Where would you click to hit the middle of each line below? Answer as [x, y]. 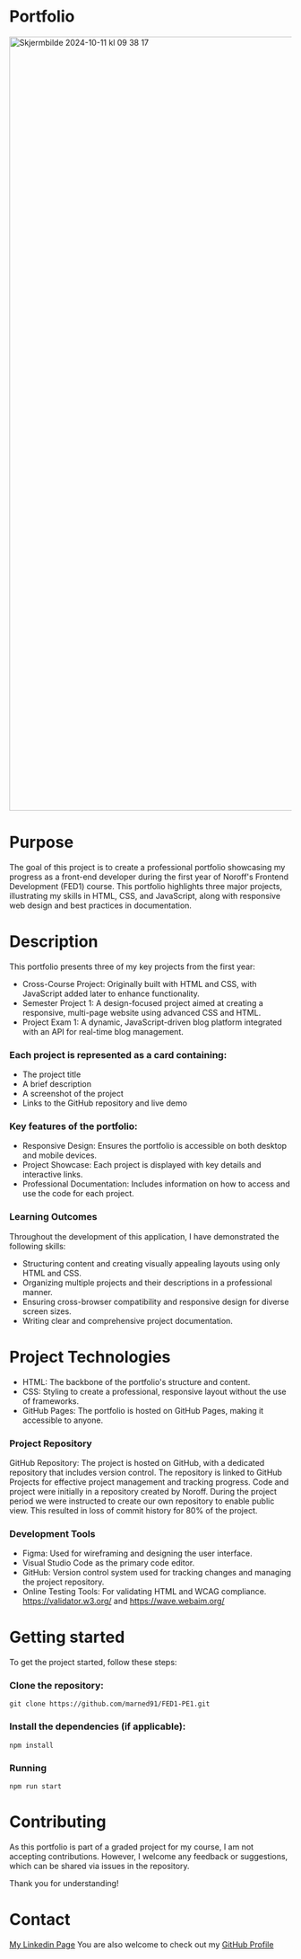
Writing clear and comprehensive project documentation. [127, 1320]
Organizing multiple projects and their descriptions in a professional [147, 1283]
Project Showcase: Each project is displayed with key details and [142, 1165]
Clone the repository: [57, 1686]
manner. [38, 1292]
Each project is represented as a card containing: [118, 1055]
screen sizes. [47, 1311]
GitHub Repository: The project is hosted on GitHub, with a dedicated [137, 1462]
